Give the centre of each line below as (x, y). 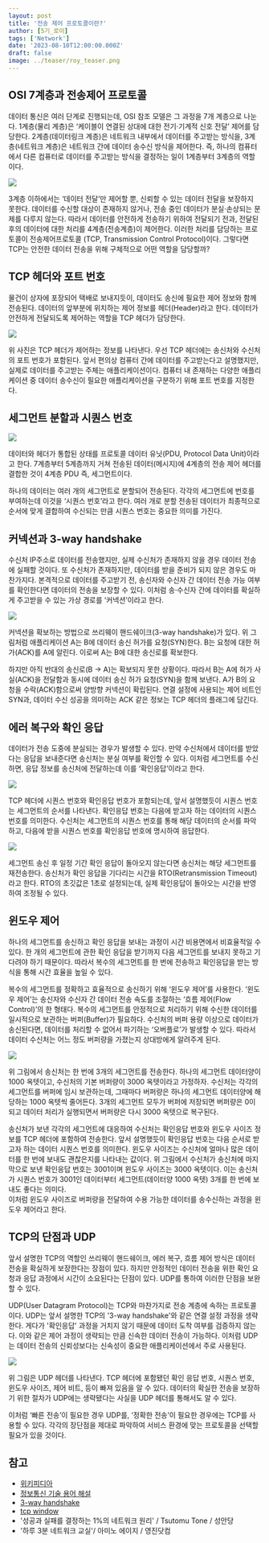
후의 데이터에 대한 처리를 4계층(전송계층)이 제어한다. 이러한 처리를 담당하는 (126, 228)
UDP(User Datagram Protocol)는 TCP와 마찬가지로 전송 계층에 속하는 (118, 1305)
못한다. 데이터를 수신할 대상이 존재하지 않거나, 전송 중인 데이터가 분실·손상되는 (130, 208)
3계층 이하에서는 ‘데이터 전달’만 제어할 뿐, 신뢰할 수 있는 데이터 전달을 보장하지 (131, 199)
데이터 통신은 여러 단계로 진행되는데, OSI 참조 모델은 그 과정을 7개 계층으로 (125, 116)
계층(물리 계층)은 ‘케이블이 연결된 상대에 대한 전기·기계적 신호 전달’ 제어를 (136, 126)
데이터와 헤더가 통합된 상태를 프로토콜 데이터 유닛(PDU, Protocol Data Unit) (128, 454)
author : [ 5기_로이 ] (38, 31)
